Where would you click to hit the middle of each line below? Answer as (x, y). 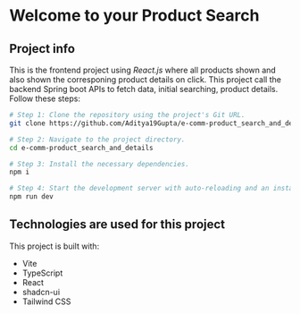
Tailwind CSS (46, 301)
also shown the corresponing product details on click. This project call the (145, 80)
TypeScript (42, 273)
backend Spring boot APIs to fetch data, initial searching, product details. (144, 89)
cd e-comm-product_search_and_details (81, 148)
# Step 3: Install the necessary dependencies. (100, 164)
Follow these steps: (45, 98)
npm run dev (31, 197)
